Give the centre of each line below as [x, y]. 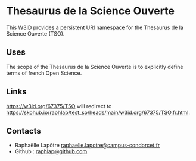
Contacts [24, 131]
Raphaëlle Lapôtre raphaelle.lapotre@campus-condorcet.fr [87, 145]
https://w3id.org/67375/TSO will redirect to [59, 106]
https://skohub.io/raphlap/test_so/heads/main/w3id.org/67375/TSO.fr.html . [98, 112]
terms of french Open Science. [44, 73]
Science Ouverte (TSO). [35, 33]
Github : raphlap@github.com [51, 151]
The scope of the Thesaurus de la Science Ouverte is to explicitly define [95, 67]
